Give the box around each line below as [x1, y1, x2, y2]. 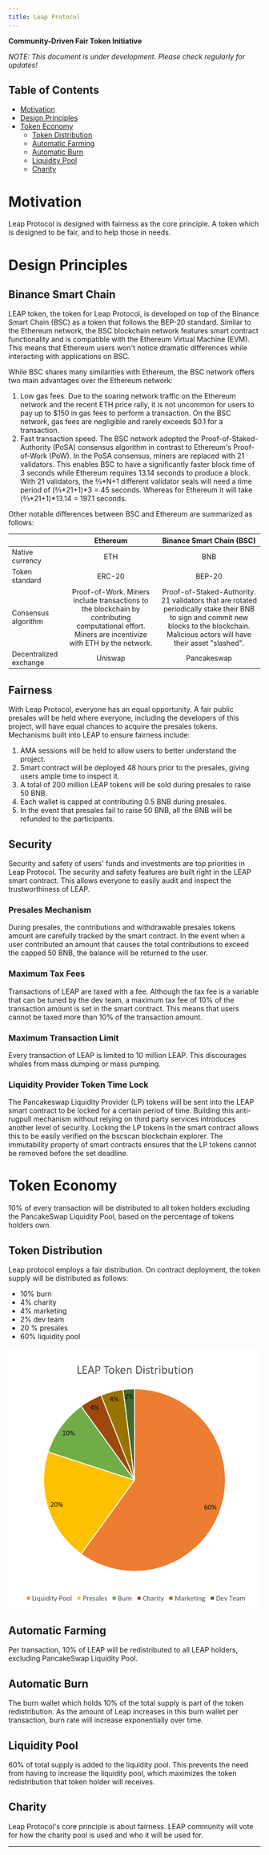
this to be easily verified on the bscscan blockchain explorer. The [8, 1131, 223, 1141]
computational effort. [75, 621, 146, 631]
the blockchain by [81, 603, 140, 614]
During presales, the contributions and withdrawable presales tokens [8, 922, 236, 932]
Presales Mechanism [8, 904, 92, 915]
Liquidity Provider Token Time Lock [8, 1079, 149, 1090]
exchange [11, 657, 45, 667]
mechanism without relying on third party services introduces [33, 1114, 236, 1124]
